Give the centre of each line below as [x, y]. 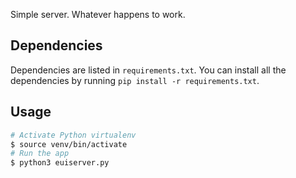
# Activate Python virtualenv [73, 135]
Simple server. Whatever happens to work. [98, 14]
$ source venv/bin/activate [69, 144]
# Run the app [40, 154]
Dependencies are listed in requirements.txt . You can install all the [148, 70]
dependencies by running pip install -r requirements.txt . [135, 80]
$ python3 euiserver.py [60, 163]
